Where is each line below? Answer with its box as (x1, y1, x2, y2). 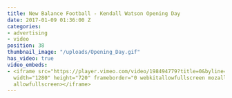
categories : (7, 23, 41, 30)
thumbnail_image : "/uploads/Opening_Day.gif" (7, 49, 140, 56)
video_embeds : (7, 61, 48, 68)
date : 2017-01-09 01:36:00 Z (7, 17, 91, 23)
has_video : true (7, 55, 54, 62)
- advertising (7, 29, 48, 37)
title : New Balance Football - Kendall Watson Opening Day (7, 10, 181, 17)
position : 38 (7, 42, 45, 49)
